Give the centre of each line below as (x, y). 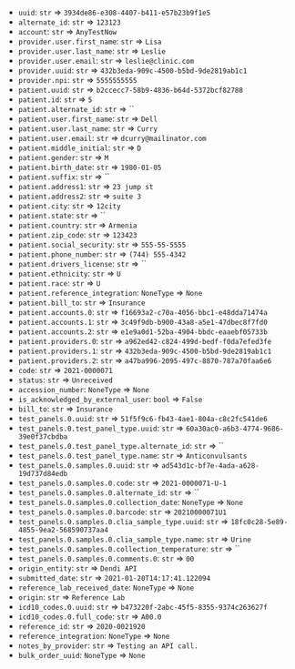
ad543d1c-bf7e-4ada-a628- (210, 466)
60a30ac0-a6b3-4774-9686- (234, 429)
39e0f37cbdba (43, 437)
